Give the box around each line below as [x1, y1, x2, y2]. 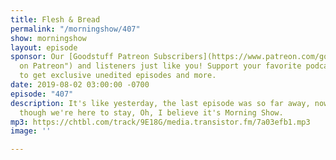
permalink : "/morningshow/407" [10, 24, 141, 34]
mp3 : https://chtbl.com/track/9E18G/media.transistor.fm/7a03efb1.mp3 [10, 117, 311, 127]
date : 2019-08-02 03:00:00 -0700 [10, 80, 150, 90]
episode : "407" [10, 89, 74, 99]
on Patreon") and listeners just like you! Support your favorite [19, 61, 302, 71]
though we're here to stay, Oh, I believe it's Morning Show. [19, 107, 284, 118]
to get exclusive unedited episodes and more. [19, 71, 217, 81]
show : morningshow [10, 33, 87, 43]
